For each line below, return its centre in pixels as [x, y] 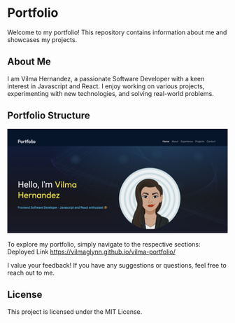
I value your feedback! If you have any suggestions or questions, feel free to [117, 265]
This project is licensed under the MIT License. [75, 311]
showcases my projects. [42, 39]
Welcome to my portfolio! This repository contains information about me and [117, 32]
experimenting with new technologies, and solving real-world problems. [111, 93]
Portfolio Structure [49, 116]
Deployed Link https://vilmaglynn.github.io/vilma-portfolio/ [92, 252]
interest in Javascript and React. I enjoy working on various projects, [106, 86]
